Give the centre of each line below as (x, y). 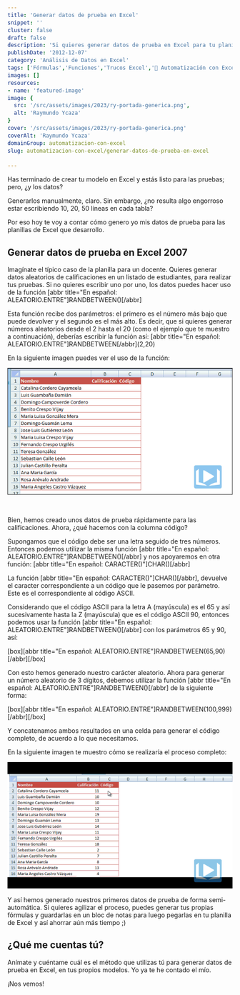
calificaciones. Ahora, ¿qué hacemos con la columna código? (97, 527)
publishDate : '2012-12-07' (47, 53)
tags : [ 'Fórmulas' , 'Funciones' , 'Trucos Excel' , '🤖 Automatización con (113, 68)
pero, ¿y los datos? (35, 187)
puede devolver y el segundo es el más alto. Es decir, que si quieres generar (120, 321)
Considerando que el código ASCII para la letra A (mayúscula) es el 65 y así (119, 606)
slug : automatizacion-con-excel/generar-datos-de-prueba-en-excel (108, 151)
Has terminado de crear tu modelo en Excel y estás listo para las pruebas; (116, 179)
